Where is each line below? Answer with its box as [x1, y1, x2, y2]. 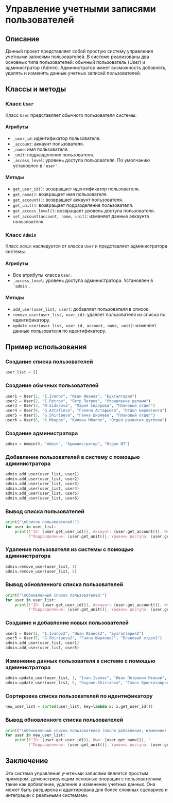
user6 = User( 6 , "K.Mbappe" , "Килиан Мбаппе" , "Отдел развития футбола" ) [5, 418, 167, 423]
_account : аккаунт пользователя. [12, 140, 84, 147]
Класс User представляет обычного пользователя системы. [5, 112, 137, 118]
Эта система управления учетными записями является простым [5, 770, 148, 776]
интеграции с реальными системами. [5, 792, 89, 798]
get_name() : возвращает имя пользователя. [12, 191, 108, 198]
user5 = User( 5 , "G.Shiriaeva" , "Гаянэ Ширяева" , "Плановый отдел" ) [5, 413, 155, 418]
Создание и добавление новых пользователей [5, 619, 129, 627]
